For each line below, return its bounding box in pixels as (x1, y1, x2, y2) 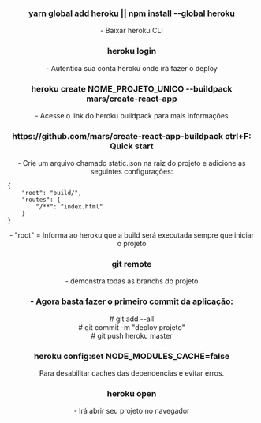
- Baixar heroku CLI (100, 26, 163, 36)
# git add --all (109, 314, 155, 324)
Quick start (109, 140, 155, 152)
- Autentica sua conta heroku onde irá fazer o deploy (46, 63, 218, 73)
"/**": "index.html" (35, 203, 103, 211)
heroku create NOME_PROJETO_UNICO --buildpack (31, 83, 233, 94)
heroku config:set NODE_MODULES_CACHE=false (33, 350, 230, 361)
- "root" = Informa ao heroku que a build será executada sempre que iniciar (9, 230, 254, 240)
